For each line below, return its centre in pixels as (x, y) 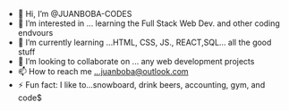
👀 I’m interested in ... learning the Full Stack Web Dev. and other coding (149, 23)
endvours (35, 33)
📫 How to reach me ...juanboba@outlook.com (103, 71)
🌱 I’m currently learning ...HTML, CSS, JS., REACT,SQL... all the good (144, 42)
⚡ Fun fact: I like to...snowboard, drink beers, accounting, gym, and (141, 85)
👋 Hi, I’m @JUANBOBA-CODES (75, 14)
